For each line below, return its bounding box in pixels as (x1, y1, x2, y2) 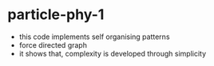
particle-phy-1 (7, 6, 105, 24)
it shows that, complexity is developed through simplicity (18, 49, 207, 58)
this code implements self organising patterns (18, 32, 170, 41)
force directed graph (18, 40, 87, 49)
